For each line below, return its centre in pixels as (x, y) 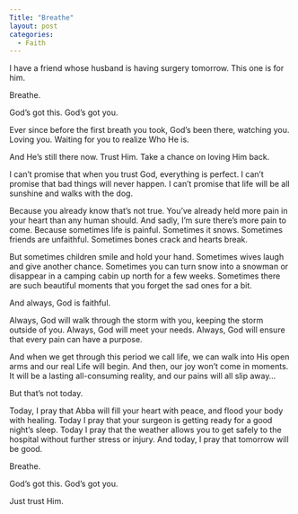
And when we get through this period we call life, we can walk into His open (149, 357)
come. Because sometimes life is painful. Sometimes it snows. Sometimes (146, 230)
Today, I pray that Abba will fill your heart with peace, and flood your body (146, 411)
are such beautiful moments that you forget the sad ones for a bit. (131, 286)
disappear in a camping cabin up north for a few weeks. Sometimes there (145, 276)
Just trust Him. (37, 501)
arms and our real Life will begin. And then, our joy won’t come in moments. (149, 367)
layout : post (34, 26)
